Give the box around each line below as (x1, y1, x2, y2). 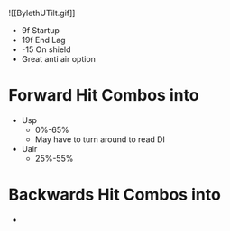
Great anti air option (21, 54, 97, 64)
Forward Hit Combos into (8, 85, 199, 106)
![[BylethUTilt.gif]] (8, 8, 76, 18)
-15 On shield (21, 44, 71, 55)
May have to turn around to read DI (34, 134, 166, 145)
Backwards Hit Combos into (8, 184, 222, 205)
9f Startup (21, 25, 60, 35)
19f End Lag (21, 35, 66, 45)
